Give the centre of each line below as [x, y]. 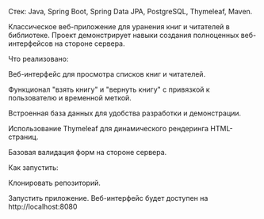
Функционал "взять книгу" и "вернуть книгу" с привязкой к [109, 89]
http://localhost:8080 [43, 206]
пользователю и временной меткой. [70, 98]
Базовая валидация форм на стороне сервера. [88, 152]
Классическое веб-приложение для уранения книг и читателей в [119, 26]
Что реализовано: [38, 59]
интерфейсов [31, 43]
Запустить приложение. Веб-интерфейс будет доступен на [108, 198]
